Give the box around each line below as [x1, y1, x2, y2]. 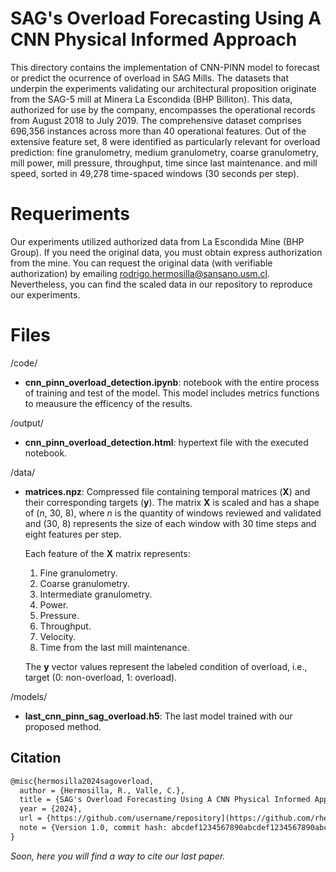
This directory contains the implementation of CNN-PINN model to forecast [10, 61, 320, 73]
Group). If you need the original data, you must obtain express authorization [10, 246, 323, 258]
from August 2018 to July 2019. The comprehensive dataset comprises [10, 114, 302, 126]
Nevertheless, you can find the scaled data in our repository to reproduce [10, 278, 313, 290]
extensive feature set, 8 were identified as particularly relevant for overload [10, 135, 321, 147]
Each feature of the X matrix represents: [24, 547, 191, 559]
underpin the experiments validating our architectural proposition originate [10, 82, 317, 94]
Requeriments [10, 203, 130, 226]
